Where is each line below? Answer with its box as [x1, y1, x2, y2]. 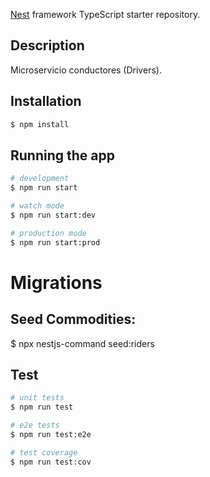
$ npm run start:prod [10, 237, 101, 248]
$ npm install [10, 119, 70, 129]
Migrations [10, 271, 103, 294]
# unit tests [10, 393, 65, 403]
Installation [10, 93, 82, 110]
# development [10, 174, 70, 184]
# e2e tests [10, 420, 60, 431]
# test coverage [10, 447, 78, 458]
